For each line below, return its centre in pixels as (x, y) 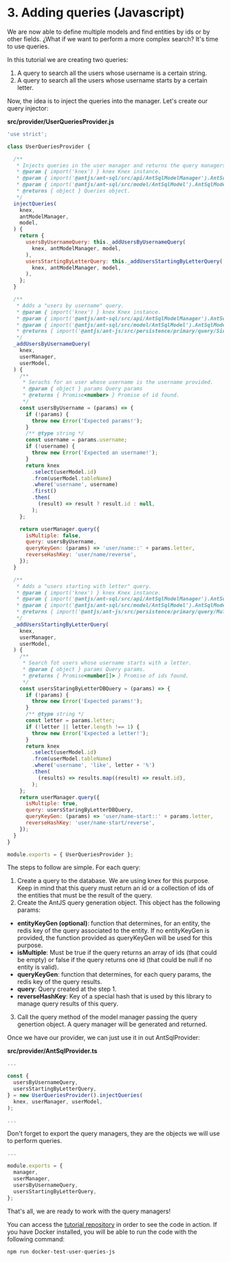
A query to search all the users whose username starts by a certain (112, 80)
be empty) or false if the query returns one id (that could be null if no (114, 960)
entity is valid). (38, 967)
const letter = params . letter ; (70, 721)
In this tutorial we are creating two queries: (68, 59)
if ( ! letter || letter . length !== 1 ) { (82, 727)
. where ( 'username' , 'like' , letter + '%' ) (93, 765)
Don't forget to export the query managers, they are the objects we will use (113, 1133)
